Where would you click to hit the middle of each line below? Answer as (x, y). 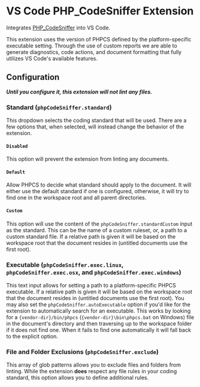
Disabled (17, 146)
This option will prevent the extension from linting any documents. (88, 159)
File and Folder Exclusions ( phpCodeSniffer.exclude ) (82, 352)
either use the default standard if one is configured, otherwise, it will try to (98, 191)
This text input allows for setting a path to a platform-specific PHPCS (91, 285)
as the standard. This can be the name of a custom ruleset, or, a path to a (97, 230)
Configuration (33, 77)
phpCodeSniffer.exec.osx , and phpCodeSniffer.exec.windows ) (94, 272)
